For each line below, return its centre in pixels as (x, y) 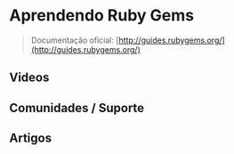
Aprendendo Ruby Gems (101, 16)
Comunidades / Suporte (77, 108)
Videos (29, 78)
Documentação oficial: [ (75, 40)
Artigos (30, 138)
